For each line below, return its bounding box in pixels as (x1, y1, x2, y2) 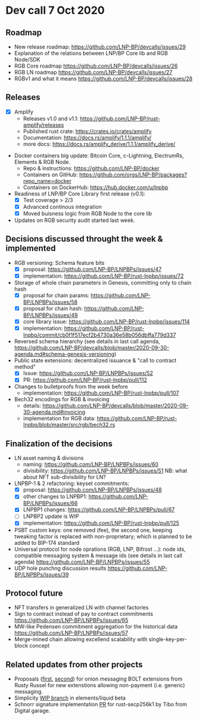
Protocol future (5, 588, 63, 598)
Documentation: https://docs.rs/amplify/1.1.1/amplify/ (23, 134, 152, 141)
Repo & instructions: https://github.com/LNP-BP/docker (23, 164, 160, 172)
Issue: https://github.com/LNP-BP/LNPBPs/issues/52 (23, 370, 153, 377)
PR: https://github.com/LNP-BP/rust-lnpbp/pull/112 (23, 376, 147, 383)
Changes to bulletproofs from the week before (14, 383, 129, 390)
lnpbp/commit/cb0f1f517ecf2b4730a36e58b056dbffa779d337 (23, 331, 176, 338)
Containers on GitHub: (23, 171, 78, 178)
